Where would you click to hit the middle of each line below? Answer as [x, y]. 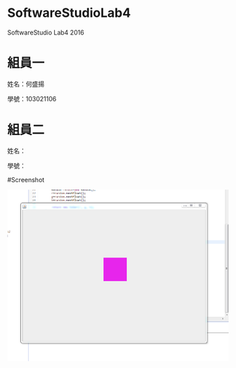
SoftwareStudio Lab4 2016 [46, 32]
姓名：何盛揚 [26, 84]
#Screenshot [26, 179]
